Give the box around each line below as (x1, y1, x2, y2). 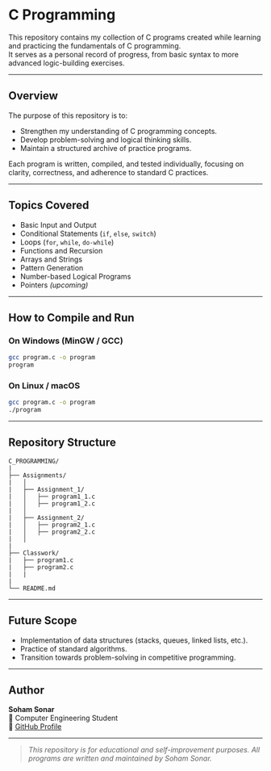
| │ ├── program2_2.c (8, 527, 95, 536)
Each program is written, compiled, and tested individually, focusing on (8, 159, 244, 169)
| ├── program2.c (8, 563, 74, 571)
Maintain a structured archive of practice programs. (19, 143, 192, 153)
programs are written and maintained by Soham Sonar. (27, 753, 212, 764)
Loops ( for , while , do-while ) (19, 237, 115, 247)
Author (8, 684, 44, 698)
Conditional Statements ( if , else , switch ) (19, 228, 157, 238)
